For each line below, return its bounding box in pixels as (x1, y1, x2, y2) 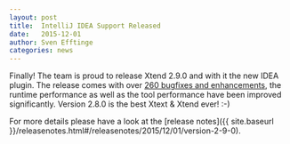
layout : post (9, 12, 58, 22)
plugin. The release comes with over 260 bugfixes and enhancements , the (9, 80, 282, 91)
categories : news (9, 46, 74, 55)
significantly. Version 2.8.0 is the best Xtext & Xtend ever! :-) (9, 99, 230, 109)
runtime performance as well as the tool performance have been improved (9, 90, 282, 100)
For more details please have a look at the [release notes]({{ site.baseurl (9, 116, 274, 127)
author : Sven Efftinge (9, 37, 93, 47)
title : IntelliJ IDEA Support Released (9, 21, 162, 30)
